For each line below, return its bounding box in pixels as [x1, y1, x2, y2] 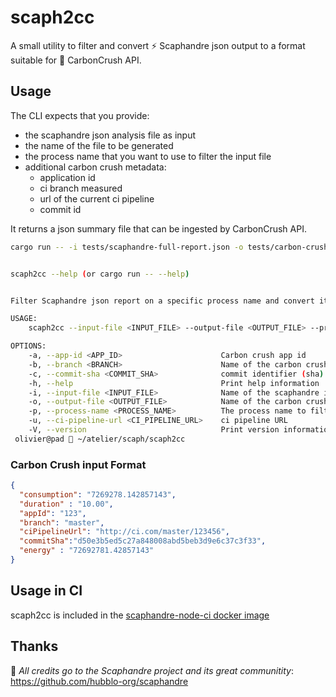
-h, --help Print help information [28, 378, 320, 388]
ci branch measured [39, 182, 123, 194]
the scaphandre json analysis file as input [24, 129, 196, 141]
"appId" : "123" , [19, 508, 87, 518]
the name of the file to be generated [24, 139, 174, 151]
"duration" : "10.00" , [19, 499, 114, 509]
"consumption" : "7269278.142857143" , [19, 489, 177, 500]
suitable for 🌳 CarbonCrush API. [10, 54, 142, 66]
